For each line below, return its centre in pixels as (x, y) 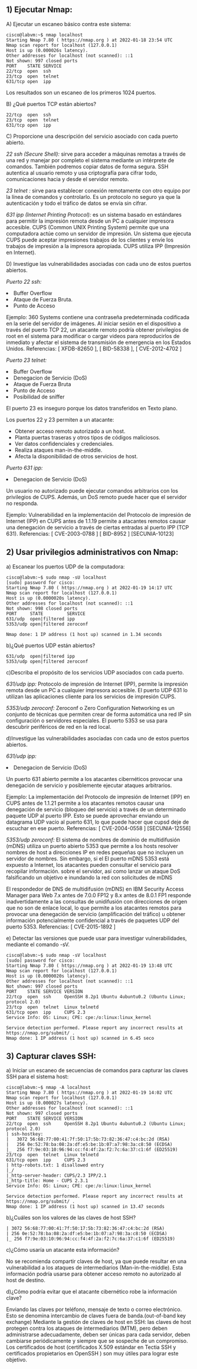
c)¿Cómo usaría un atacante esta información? (63, 1250)
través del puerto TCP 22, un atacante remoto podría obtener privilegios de (97, 330)
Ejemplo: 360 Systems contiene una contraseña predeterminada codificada (98, 317)
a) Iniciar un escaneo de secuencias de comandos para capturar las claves (97, 1071)
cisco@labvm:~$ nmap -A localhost (49, 1088)
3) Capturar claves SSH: (51, 1056)
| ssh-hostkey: (25, 1134)
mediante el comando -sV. (38, 944)
